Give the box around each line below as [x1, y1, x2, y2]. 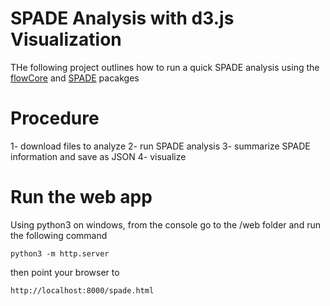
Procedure [10, 107, 100, 130]
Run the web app [10, 186, 153, 209]
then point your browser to [10, 266, 120, 278]
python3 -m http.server [10, 248, 110, 259]
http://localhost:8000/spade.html [10, 285, 155, 296]
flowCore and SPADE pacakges [10, 72, 140, 84]
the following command [10, 229, 108, 241]
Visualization [10, 28, 122, 51]
